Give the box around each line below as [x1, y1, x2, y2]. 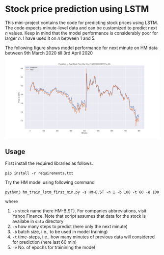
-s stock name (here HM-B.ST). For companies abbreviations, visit [12, 208, 147, 214]
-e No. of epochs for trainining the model [12, 244, 95, 251]
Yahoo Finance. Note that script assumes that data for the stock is [12, 213, 146, 219]
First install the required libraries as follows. [5, 160, 93, 166]
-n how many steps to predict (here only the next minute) [12, 224, 128, 229]
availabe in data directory [12, 218, 64, 224]
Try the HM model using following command [5, 179, 95, 185]
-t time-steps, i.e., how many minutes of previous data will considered [12, 234, 155, 240]
